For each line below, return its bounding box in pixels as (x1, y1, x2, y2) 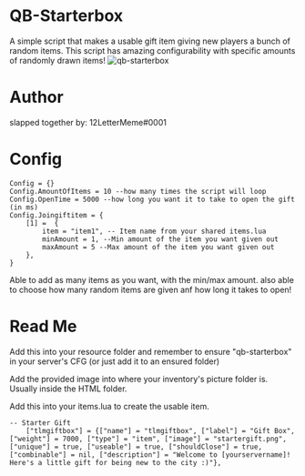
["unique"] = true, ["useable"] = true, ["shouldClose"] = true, (9, 442, 262, 451)
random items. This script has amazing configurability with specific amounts (9, 45, 296, 56)
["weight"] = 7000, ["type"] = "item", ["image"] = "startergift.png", (9, 434, 287, 443)
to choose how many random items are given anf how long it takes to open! (9, 284, 292, 295)
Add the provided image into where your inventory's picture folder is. (9, 373, 269, 384)
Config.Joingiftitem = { (9, 210, 104, 219)
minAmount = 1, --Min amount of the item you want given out (42, 234, 280, 244)
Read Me (9, 316, 77, 337)
